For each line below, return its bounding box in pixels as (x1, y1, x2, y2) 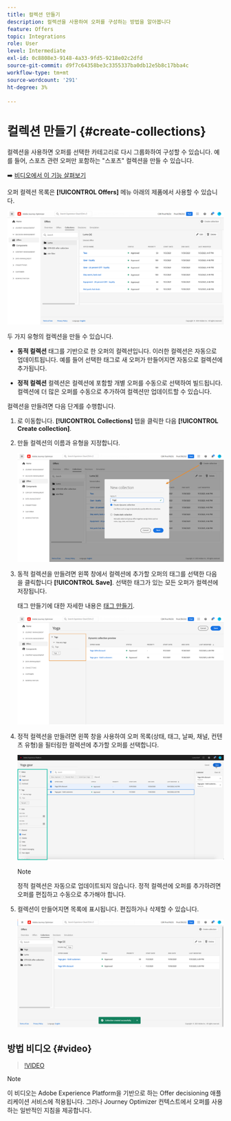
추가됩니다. (16, 364, 47, 372)
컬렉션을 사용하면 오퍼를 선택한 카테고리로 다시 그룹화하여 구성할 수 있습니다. (7, 148, 213, 156)
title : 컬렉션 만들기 (7, 11, 60, 18)
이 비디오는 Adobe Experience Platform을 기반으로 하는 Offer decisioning (7, 1089, 209, 1097)
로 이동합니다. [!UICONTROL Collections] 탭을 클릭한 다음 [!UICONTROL (16, 417, 219, 425)
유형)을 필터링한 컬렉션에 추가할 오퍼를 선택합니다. (24, 741, 159, 749)
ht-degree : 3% (7, 83, 48, 91)
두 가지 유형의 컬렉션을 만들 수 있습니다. (7, 332, 113, 341)
